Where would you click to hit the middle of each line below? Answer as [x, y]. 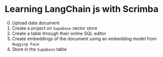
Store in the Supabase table [39, 49]
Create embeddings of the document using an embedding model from [84, 39]
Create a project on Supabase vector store [54, 28]
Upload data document [36, 23]
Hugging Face [26, 44]
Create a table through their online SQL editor [59, 33]
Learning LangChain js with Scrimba [82, 9]
